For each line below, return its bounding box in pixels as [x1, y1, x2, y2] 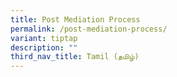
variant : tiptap [10, 33, 78, 43]
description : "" [10, 42, 78, 53]
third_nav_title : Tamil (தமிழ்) [10, 52, 140, 62]
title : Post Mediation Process [10, 14, 141, 25]
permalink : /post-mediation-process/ [10, 24, 168, 34]
